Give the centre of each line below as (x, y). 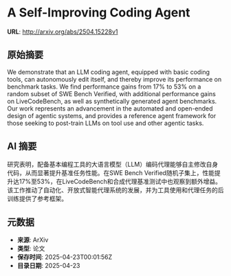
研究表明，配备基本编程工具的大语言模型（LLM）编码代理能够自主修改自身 (113, 164)
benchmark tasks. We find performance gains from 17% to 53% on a (104, 87)
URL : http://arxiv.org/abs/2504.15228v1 (63, 32)
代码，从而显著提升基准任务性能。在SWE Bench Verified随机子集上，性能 (111, 172)
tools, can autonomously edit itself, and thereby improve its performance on (114, 79)
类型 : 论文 (31, 249)
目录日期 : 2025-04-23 (48, 266)
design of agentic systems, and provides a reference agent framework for (112, 115)
